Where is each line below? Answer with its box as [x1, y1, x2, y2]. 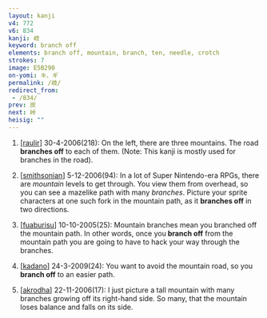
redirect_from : [8, 86, 59, 95]
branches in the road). [19, 155, 94, 164]
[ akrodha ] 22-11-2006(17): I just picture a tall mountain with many [19, 285, 235, 295]
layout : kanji [8, 11, 56, 20]
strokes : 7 [8, 57, 45, 65]
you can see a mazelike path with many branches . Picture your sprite [19, 187, 248, 197]
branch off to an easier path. [19, 269, 115, 279]
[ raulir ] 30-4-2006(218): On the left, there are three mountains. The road [19, 138, 259, 147]
